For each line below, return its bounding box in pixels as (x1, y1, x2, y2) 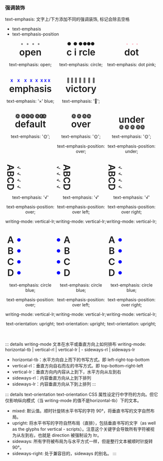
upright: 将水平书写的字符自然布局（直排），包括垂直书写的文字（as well (12, 420, 156, 426)
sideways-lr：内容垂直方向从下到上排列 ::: (12, 381, 96, 387)
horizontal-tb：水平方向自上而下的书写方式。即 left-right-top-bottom (12, 357, 150, 363)
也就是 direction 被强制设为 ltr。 (37, 432, 102, 438)
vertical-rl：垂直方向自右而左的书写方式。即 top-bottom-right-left (12, 363, 144, 368)
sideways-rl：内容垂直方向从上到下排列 (12, 375, 91, 381)
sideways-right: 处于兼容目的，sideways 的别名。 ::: (12, 450, 117, 456)
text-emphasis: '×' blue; (6, 98, 54, 104)
